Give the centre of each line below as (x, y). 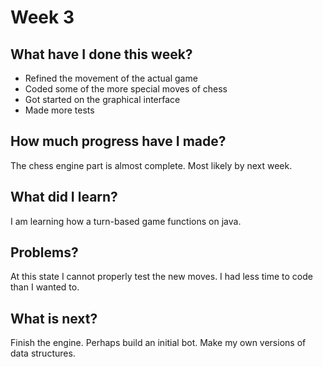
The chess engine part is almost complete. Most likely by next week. (151, 165)
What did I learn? (64, 197)
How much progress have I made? (118, 141)
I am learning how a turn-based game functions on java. (126, 221)
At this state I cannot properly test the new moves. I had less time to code (161, 277)
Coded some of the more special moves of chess (126, 89)
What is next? (54, 318)
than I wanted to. (45, 287)
